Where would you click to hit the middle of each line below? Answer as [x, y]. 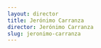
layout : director [33, 14]
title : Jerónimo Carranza [46, 20]
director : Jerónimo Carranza [51, 27]
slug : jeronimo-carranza [44, 34]
